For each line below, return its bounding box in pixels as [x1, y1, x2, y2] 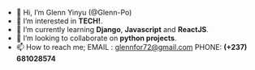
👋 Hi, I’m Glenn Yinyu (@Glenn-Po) [15, 8, 132, 17]
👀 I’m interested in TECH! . [15, 16, 103, 26]
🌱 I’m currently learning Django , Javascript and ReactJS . [15, 25, 210, 34]
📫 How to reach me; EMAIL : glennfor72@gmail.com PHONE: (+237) [15, 43, 248, 51]
